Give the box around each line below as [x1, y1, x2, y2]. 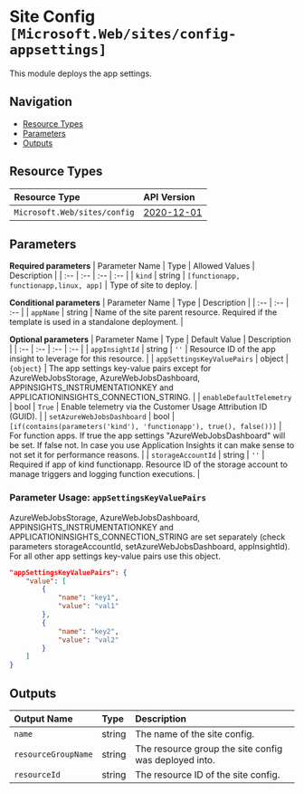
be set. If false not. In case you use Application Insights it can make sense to [9, 440, 295, 451]
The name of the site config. [135, 727, 255, 740]
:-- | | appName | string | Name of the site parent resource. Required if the [9, 307, 278, 318]
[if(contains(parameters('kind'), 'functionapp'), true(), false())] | [9, 421, 282, 432]
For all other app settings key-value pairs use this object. [9, 550, 222, 561]
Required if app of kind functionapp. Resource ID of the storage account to [9, 459, 288, 470]
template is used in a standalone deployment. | [9, 317, 184, 328]
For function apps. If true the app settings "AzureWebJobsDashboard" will [9, 430, 286, 441]
